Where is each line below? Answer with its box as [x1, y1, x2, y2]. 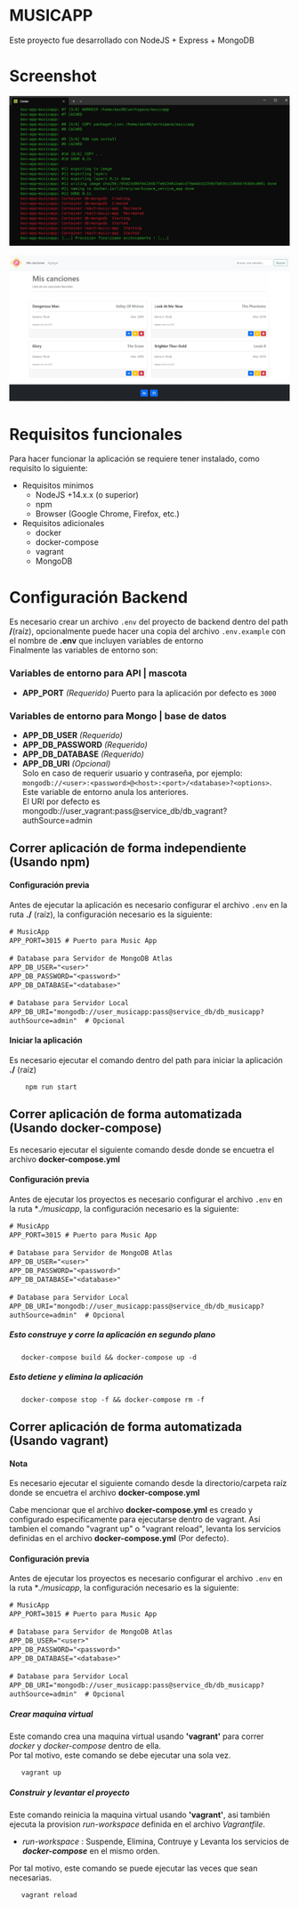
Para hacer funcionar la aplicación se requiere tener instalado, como [9, 453, 260, 464]
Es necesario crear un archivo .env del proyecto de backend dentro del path [9, 616, 289, 628]
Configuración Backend [9, 587, 189, 607]
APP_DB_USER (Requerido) [21, 729, 123, 740]
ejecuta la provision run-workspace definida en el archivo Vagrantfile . [9, 1819, 265, 1830]
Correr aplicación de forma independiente [9, 840, 247, 856]
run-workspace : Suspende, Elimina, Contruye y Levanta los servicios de [21, 1836, 289, 1847]
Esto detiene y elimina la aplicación [9, 1372, 144, 1383]
